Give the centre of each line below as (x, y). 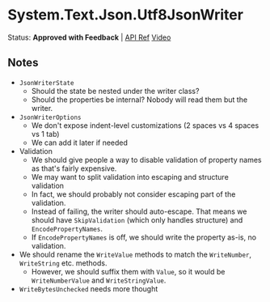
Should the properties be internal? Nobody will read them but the (139, 100)
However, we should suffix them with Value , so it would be (128, 271)
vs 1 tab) (45, 134)
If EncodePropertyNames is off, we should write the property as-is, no (143, 237)
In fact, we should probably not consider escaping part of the (133, 194)
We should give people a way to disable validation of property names (146, 160)
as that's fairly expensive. (74, 168)
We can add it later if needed (80, 142)
